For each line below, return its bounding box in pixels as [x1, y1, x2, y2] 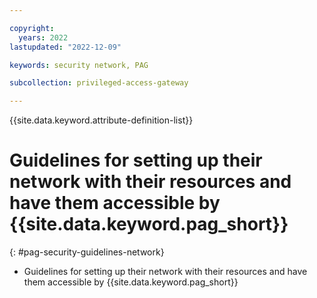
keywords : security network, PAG [9, 60, 149, 70]
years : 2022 [18, 32, 69, 43]
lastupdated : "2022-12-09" [9, 42, 122, 52]
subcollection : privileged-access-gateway [9, 78, 189, 88]
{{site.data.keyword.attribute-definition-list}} [9, 114, 194, 126]
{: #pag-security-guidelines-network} [9, 246, 165, 258]
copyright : [9, 23, 55, 33]
